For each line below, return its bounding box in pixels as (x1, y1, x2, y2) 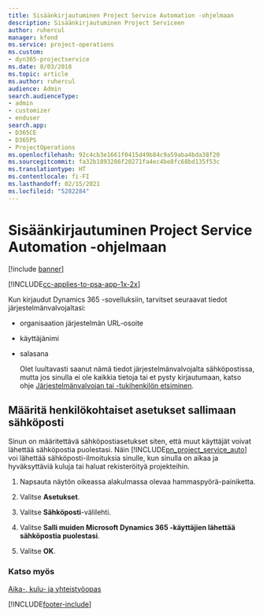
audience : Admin (8, 84, 61, 93)
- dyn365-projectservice (8, 56, 90, 64)
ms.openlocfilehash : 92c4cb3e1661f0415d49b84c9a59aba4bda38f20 (8, 150, 220, 158)
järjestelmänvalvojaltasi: (8, 302, 87, 312)
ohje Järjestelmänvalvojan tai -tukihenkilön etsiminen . (19, 380, 194, 390)
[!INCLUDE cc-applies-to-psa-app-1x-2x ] (8, 279, 141, 288)
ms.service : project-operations (8, 41, 114, 49)
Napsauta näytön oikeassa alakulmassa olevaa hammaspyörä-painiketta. (19, 477, 256, 487)
